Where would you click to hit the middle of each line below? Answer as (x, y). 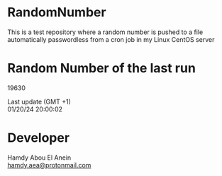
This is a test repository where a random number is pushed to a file (105, 32)
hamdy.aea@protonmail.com (49, 165)
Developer (38, 138)
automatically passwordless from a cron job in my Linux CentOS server (111, 39)
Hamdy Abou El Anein (39, 158)
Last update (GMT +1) (39, 101)
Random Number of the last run (102, 68)
